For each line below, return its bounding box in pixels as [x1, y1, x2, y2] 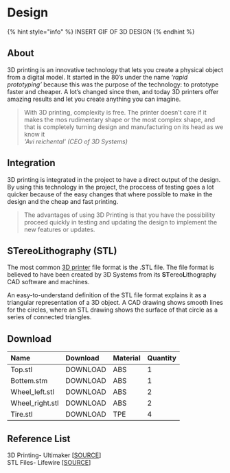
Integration [7, 157, 56, 169]
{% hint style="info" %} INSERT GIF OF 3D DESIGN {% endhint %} [7, 27, 196, 36]
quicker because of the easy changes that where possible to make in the [7, 190, 213, 198]
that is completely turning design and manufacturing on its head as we [23, 122, 224, 131]
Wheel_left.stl [10, 387, 55, 397]
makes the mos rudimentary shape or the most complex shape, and [23, 115, 216, 124]
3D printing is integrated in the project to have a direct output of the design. [7, 175, 221, 183]
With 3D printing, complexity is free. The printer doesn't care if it [23, 108, 207, 116]
